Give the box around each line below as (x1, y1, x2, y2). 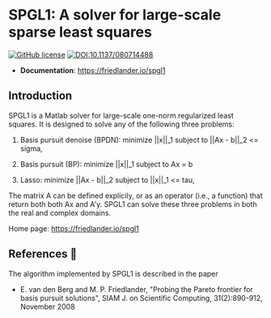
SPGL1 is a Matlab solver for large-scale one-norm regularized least (8, 110, 235, 120)
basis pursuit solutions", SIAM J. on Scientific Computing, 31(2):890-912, (19, 293, 263, 303)
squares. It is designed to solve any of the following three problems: (8, 119, 235, 129)
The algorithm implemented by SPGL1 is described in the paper (8, 269, 218, 278)
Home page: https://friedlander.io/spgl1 (8, 223, 139, 233)
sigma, (19, 144, 43, 153)
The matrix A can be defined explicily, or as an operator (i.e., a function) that (8, 191, 263, 200)
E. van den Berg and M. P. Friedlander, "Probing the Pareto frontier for (19, 284, 253, 294)
